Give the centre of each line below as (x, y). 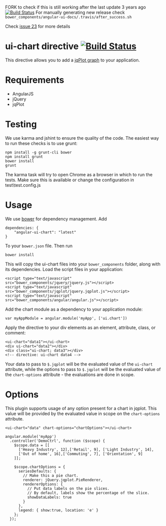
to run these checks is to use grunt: (41, 143)
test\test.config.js (23, 185)
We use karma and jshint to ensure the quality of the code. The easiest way (82, 138)
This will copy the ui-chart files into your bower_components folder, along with (83, 264)
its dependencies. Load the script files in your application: (64, 269)
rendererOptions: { (43, 484)
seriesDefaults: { (37, 471)
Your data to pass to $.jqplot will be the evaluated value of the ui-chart (79, 364)
